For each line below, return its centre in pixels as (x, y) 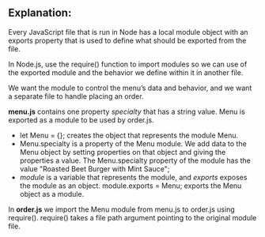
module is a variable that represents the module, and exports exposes (133, 177)
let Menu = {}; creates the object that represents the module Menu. (129, 135)
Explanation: (40, 13)
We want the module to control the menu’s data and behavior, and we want (130, 88)
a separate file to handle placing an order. (76, 96)
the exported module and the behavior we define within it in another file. (126, 72)
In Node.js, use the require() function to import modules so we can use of (128, 64)
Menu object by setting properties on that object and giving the (123, 152)
